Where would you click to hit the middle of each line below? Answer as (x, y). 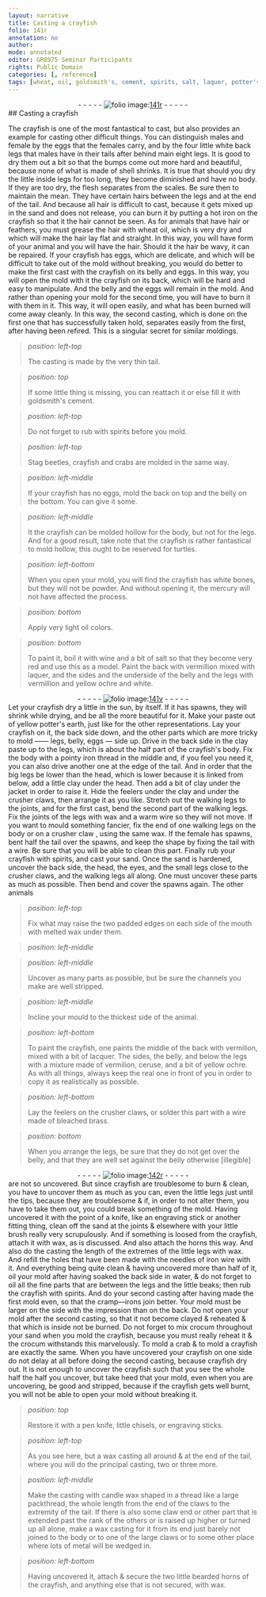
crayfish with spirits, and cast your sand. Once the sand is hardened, (120, 858)
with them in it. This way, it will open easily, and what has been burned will (129, 305)
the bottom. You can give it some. (82, 501)
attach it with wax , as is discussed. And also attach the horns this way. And (131, 1242)
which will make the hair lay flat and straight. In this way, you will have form (131, 238)
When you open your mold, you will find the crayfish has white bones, (141, 579)
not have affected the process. (78, 597)
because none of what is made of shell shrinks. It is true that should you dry (132, 171)
